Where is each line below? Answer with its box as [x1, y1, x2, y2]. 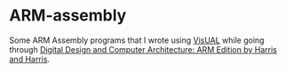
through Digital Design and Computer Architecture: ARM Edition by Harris [9, 44, 277, 54]
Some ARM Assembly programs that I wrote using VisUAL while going [9, 35, 265, 45]
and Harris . [9, 53, 51, 64]
